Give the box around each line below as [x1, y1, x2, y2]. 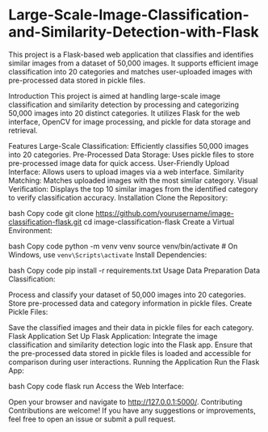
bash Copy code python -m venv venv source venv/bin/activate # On [8, 241, 238, 251]
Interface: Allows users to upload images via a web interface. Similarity [8, 167, 245, 176]
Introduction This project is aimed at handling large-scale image [8, 91, 221, 100]
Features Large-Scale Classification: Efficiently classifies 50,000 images [8, 141, 249, 150]
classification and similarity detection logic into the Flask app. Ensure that [8, 340, 253, 349]
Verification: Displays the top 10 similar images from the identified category [8, 184, 258, 193]
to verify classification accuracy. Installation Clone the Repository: [8, 193, 228, 202]
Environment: [8, 225, 52, 235]
